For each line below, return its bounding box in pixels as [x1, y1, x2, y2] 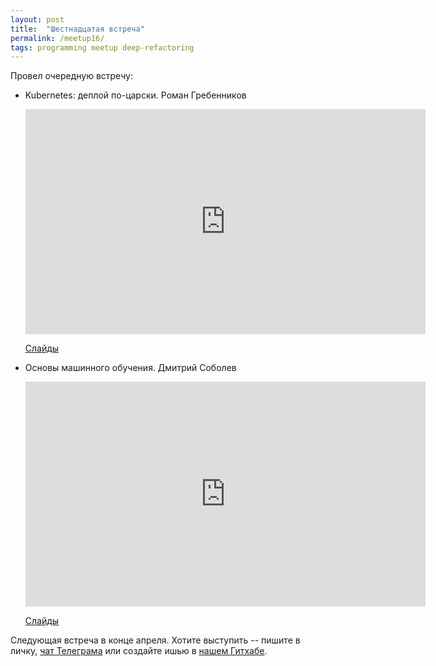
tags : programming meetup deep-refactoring [10, 42, 195, 53]
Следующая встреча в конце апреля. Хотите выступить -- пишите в [10, 634, 301, 646]
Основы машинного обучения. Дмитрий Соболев [24, 362, 237, 374]
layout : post [10, 14, 65, 25]
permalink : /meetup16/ [10, 33, 105, 43]
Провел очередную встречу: [10, 70, 133, 82]
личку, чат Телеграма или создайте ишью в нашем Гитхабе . [10, 645, 268, 657]
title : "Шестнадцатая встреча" [10, 24, 145, 34]
